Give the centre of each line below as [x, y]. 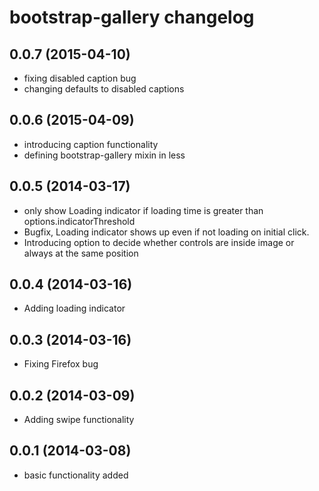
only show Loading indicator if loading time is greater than [143, 210]
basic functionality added [76, 475]
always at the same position [81, 253]
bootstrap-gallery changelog [132, 17]
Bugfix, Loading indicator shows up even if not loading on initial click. [166, 232]
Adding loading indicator [74, 308]
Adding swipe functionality [79, 420]
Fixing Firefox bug [61, 364]
